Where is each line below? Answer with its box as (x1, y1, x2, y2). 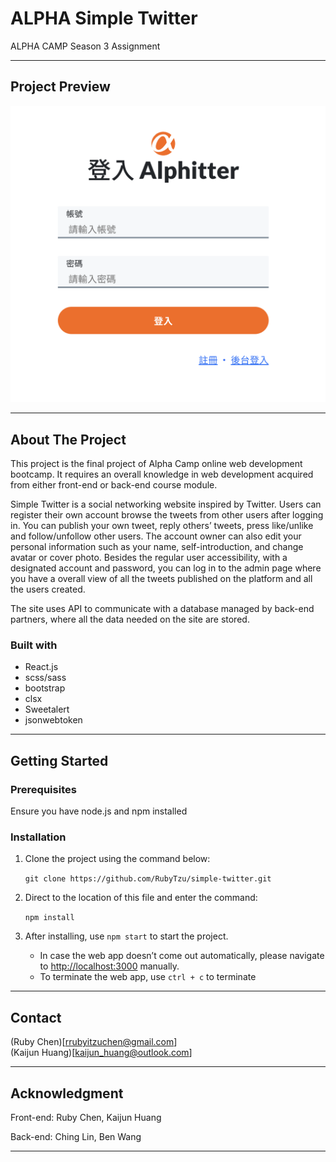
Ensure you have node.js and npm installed (10, 805, 188, 817)
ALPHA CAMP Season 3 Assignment (10, 40, 161, 52)
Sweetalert (24, 703, 70, 716)
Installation (10, 830, 67, 844)
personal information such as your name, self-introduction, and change (10, 541, 304, 553)
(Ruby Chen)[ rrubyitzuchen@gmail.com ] (10, 1036, 178, 1048)
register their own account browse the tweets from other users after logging (10, 509, 324, 521)
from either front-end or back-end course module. (10, 479, 218, 491)
